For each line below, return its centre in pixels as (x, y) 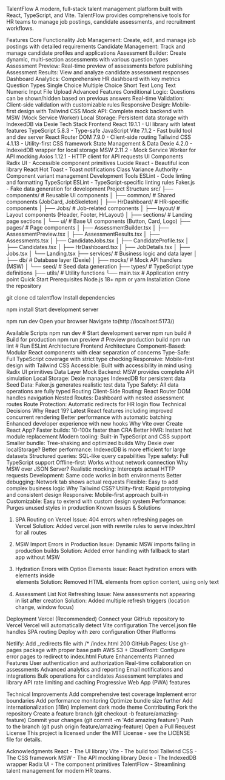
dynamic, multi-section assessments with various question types (87, 59)
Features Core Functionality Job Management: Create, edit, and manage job (101, 40)
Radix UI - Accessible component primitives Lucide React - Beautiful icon (98, 163)
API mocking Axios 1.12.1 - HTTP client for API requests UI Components (95, 156)
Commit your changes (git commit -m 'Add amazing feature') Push (110, 720)
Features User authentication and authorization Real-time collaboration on (99, 663)
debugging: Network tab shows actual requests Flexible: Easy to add (92, 482)
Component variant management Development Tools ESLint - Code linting (99, 176)
